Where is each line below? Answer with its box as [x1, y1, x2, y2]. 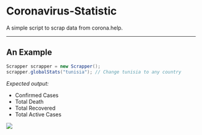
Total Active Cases [14, 110, 62, 118]
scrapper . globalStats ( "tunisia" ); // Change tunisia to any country [6, 69, 182, 75]
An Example [6, 47, 52, 58]
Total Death [14, 98, 44, 105]
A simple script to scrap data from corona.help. [6, 24, 123, 31]
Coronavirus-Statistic [6, 4, 117, 18]
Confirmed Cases [14, 92, 59, 99]
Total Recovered [14, 104, 56, 111]
